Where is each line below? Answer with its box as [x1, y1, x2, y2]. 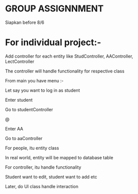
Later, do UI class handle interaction [5, 183, 79, 189]
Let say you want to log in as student [5, 87, 80, 93]
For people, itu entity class [5, 145, 59, 151]
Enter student [5, 97, 33, 103]
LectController [5, 58, 35, 65]
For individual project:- [5, 37, 101, 48]
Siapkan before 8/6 [5, 19, 45, 25]
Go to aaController [5, 135, 43, 141]
